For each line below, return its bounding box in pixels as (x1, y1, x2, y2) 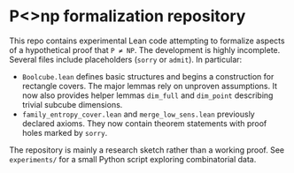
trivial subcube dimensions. (21, 99, 123, 109)
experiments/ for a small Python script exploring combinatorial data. (9, 154, 257, 164)
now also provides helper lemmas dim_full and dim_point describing (21, 90, 274, 101)
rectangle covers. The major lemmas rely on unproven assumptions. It (21, 80, 277, 91)
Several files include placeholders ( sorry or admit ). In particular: (9, 54, 243, 64)
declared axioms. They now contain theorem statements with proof (21, 117, 267, 129)
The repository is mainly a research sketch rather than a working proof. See (9, 144, 285, 155)
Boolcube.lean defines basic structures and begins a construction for (21, 71, 275, 81)
